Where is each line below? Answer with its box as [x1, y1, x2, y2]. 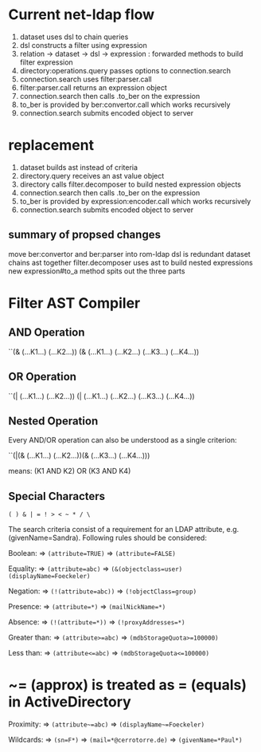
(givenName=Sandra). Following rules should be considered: [8, 533, 207, 543]
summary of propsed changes [8, 228, 162, 242]
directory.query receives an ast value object [19, 171, 165, 180]
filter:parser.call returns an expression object [19, 82, 167, 93]
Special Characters [8, 489, 106, 503]
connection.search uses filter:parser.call [19, 74, 153, 84]
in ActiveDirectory [8, 693, 131, 711]
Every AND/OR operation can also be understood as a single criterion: [8, 435, 237, 445]
